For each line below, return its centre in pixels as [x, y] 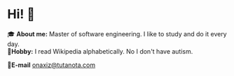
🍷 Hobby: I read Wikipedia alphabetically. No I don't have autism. [100, 51]
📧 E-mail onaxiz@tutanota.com [51, 65]
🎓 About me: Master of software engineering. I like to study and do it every [117, 33]
